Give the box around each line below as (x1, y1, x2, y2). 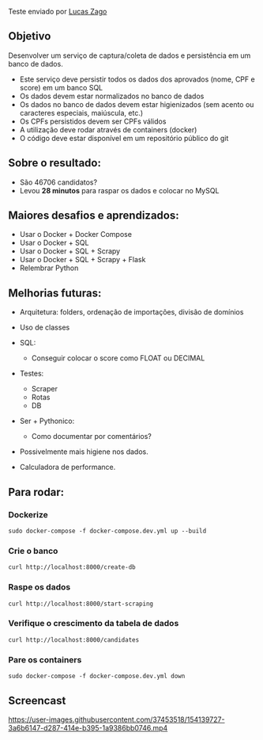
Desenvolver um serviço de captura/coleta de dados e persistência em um (8, 51, 251, 60)
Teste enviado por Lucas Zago (8, 7, 107, 16)
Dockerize (8, 509, 49, 520)
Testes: (19, 368, 44, 379)
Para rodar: (8, 485, 65, 498)
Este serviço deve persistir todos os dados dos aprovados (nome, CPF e (19, 74, 255, 84)
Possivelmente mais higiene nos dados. (19, 447, 148, 456)
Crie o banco (8, 545, 58, 556)
